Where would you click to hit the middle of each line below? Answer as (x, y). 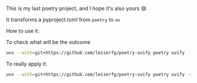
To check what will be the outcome (48, 42)
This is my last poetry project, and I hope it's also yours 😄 (76, 8)
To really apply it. (27, 64)
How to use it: (23, 31)
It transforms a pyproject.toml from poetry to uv (63, 19)
